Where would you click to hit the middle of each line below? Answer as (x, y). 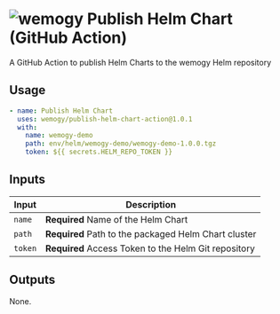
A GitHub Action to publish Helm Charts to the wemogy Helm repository (140, 62)
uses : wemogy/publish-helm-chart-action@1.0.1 (105, 119)
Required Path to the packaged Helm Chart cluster (151, 233)
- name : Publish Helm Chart (61, 111)
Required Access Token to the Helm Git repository (150, 248)
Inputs (28, 180)
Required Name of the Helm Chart (116, 219)
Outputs (32, 280)
